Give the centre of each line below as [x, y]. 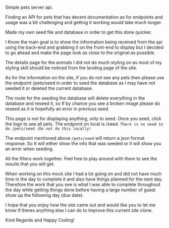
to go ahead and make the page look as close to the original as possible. [80, 53]
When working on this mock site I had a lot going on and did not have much [84, 174]
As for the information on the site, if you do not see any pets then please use [85, 77]
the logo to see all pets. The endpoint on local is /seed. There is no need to [84, 124]
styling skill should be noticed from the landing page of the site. [71, 68]
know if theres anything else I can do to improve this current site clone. [79, 210]
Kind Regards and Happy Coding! [40, 220]
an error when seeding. [30, 149]
